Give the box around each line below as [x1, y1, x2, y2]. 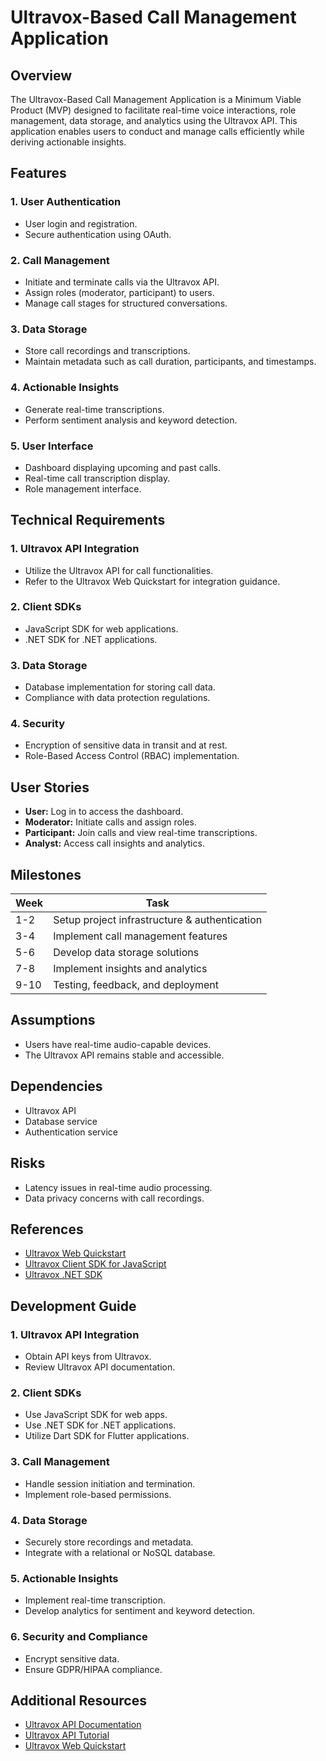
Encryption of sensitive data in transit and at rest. [24, 739, 228, 751]
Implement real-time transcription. [24, 1594, 166, 1606]
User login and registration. [24, 217, 138, 230]
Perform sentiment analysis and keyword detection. [24, 414, 238, 426]
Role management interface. [24, 482, 142, 495]
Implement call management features [53, 929, 228, 943]
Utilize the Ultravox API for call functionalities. [24, 564, 214, 576]
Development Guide [10, 1297, 137, 1315]
